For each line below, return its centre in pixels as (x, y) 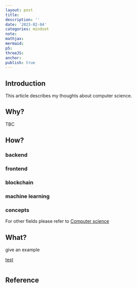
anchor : (14, 58)
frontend (17, 169)
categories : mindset (27, 29)
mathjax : (15, 39)
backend (16, 155)
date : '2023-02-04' (26, 24)
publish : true (20, 63)
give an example (22, 250)
